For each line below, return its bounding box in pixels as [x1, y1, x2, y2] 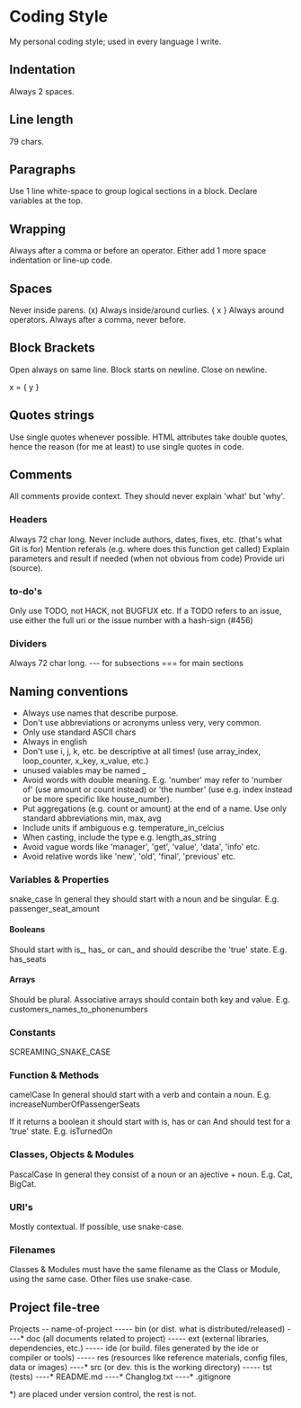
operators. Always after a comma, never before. [9, 315, 187, 325]
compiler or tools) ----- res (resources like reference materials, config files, [9, 1352, 288, 1363]
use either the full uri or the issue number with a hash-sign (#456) [9, 615, 253, 626]
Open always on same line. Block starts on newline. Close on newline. [9, 364, 268, 375]
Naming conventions [9, 683, 128, 699]
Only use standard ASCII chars [22, 726, 137, 738]
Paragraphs [9, 162, 76, 177]
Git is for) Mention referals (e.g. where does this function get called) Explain [9, 543, 290, 554]
